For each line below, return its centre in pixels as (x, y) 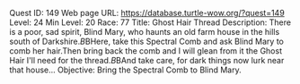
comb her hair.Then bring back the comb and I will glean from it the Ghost (146, 51)
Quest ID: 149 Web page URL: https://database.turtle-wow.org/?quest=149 (147, 13)
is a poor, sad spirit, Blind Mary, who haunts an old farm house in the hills (145, 32)
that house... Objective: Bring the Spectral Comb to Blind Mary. (125, 70)
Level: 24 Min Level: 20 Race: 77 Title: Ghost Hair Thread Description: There (150, 22)
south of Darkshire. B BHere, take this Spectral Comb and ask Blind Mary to (147, 41)
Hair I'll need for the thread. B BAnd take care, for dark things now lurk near (147, 60)
